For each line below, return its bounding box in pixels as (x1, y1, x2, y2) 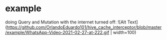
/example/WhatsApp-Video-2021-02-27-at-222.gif (5, 29, 110, 35)
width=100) (113, 29, 137, 35)
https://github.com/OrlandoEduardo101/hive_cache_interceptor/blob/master (6, 24, 162, 30)
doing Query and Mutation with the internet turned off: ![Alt (5, 19, 126, 25)
